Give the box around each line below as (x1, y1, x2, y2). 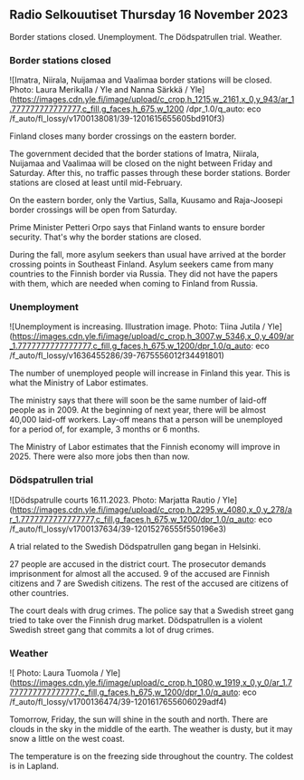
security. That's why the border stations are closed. (9, 231, 202, 243)
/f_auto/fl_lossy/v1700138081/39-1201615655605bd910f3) (9, 113, 225, 124)
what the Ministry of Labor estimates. (9, 377, 149, 388)
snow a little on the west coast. (9, 734, 125, 744)
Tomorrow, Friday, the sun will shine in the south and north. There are (9, 714, 269, 725)
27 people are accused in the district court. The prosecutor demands (9, 558, 267, 570)
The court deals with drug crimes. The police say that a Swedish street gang (9, 605, 294, 616)
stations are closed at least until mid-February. (9, 177, 183, 189)
